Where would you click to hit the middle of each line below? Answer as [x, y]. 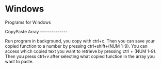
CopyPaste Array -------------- [36, 31]
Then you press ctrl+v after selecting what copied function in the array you [80, 56]
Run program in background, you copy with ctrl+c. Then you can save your [80, 41]
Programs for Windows [28, 22]
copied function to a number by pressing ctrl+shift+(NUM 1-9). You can [76, 46]
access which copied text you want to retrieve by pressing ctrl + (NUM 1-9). [81, 51]
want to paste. [19, 61]
